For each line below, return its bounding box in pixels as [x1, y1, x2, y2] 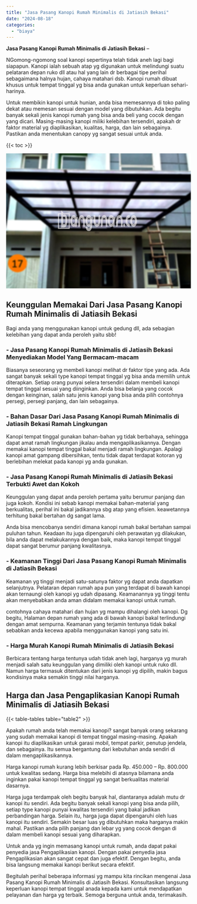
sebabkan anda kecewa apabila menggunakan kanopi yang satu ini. [6, 627, 169, 634]
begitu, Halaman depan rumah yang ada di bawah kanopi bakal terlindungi [6, 614, 186, 621]
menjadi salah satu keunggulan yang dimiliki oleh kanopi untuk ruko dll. [6, 661, 178, 668]
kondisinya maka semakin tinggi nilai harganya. [6, 674, 120, 681]
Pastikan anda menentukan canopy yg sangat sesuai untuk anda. [6, 130, 163, 138]
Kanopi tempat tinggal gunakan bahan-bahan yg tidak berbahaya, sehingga [6, 433, 189, 440]
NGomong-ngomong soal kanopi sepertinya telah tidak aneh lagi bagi [6, 56, 174, 64]
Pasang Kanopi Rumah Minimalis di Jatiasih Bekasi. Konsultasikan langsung [6, 879, 189, 886]
